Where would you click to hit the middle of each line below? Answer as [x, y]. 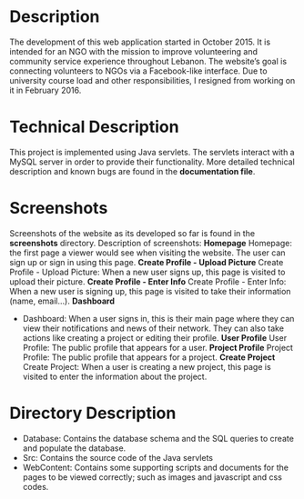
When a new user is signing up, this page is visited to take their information [150, 291]
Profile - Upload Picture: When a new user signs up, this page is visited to [147, 272]
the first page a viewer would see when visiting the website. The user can [147, 253]
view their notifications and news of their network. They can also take [153, 328]
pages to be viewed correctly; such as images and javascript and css [152, 477]
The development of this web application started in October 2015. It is [140, 42]
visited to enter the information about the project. [115, 376]
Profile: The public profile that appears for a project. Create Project [149, 357]
